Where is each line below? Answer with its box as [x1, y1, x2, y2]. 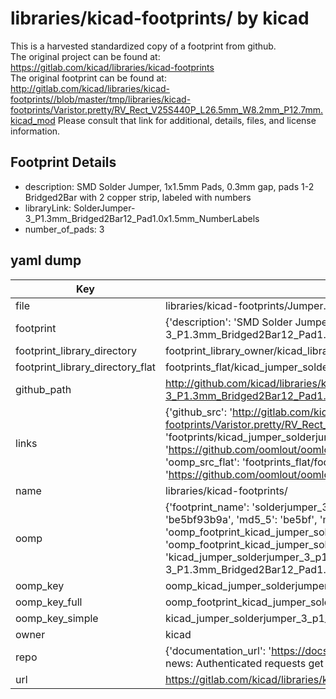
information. [10, 125, 61, 137]
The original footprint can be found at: [10, 72, 167, 84]
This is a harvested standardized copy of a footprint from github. [10, 40, 277, 52]
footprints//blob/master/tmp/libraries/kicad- [10, 93, 192, 105]
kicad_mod [10, 114, 56, 126]
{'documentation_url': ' [164, 643, 272, 657]
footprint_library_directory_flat [15, 360, 156, 374]
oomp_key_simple [15, 611, 99, 625]
